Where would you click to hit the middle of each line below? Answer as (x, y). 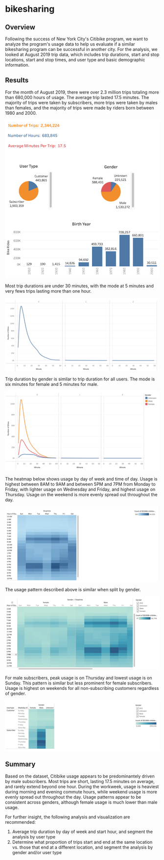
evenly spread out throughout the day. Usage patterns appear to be (73, 797)
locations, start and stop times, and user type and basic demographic (75, 60)
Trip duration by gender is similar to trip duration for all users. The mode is (80, 379)
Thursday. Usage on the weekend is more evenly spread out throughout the (81, 495)
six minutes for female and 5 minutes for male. (52, 384)
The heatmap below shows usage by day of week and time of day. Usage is (81, 479)
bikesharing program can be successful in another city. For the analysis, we (81, 49)
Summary (20, 764)
